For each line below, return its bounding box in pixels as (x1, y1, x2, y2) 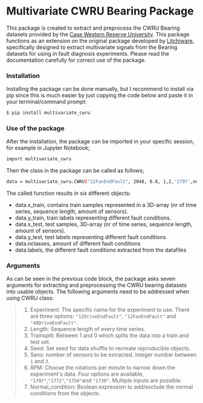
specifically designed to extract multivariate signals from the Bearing (6, 44, 178, 51)
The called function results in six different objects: (6, 189, 131, 197)
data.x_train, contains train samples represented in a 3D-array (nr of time (14, 201, 197, 209)
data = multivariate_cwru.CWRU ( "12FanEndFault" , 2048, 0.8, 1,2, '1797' (6, 179, 190, 185)
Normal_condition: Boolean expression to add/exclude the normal (30, 383, 193, 391)
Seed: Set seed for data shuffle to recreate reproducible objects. (30, 345, 191, 352)
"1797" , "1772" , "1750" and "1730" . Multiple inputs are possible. (30, 377, 182, 384)
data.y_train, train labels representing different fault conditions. (14, 214, 172, 221)
